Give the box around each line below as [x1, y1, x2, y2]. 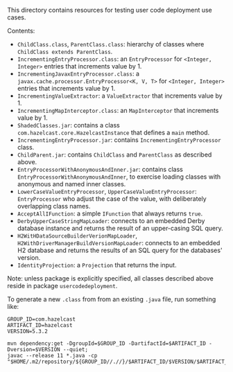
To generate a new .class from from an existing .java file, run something [7, 295, 216, 303]
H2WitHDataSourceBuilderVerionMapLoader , [17, 231, 137, 240]
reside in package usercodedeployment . [7, 282, 118, 290]
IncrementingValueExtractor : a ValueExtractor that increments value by [17, 91, 223, 100]
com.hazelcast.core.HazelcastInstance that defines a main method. [17, 128, 210, 136]
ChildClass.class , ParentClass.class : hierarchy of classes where [17, 40, 205, 48]
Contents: [7, 27, 35, 35]
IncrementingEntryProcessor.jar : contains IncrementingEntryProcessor [17, 136, 221, 144]
